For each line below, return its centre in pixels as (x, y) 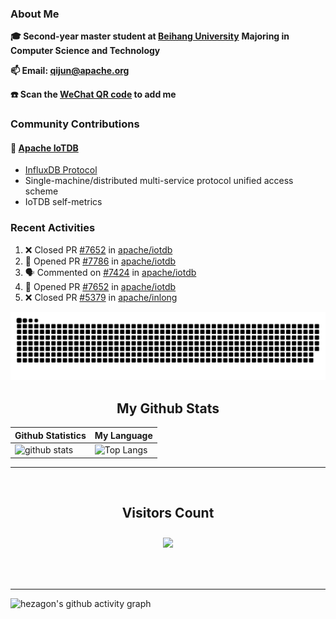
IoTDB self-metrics (63, 202)
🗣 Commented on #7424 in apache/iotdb (110, 272)
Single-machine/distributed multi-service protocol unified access (159, 181)
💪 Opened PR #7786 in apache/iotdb (100, 261)
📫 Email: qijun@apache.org (70, 71)
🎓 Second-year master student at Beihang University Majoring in (150, 36)
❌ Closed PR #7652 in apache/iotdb (98, 249)
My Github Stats (168, 408)
